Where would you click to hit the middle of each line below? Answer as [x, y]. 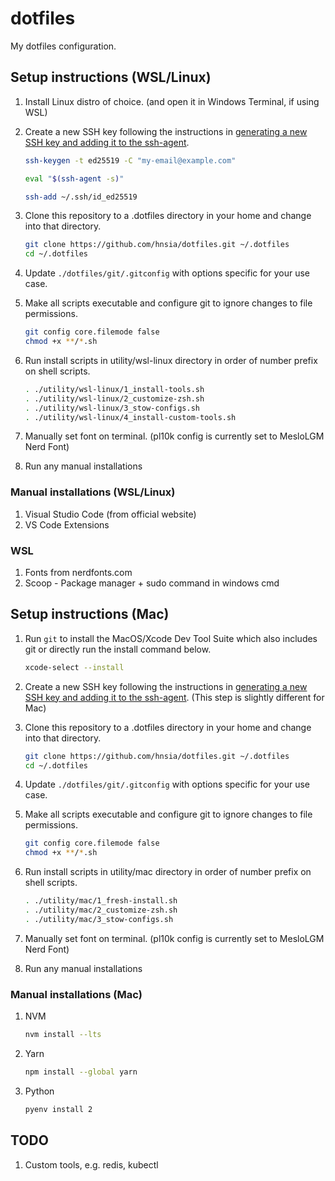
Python [39, 1091]
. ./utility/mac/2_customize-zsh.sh [101, 910]
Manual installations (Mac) [76, 994]
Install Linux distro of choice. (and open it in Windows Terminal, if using [172, 101]
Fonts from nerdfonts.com [78, 572]
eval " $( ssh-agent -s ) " [74, 178]
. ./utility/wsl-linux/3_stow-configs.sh [112, 408]
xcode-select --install [74, 667]
